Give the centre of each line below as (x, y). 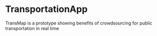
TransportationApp (46, 9)
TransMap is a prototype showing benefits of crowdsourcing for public (79, 23)
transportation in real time (32, 28)
